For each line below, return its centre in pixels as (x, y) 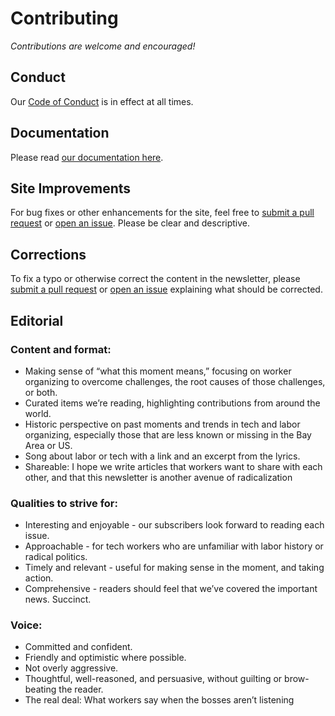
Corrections (48, 254)
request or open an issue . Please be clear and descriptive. (130, 223)
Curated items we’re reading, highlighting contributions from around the (172, 403)
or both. (41, 392)
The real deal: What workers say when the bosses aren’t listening (159, 700)
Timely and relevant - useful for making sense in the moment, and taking (174, 568)
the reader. (81, 689)
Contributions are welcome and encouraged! (103, 46)
